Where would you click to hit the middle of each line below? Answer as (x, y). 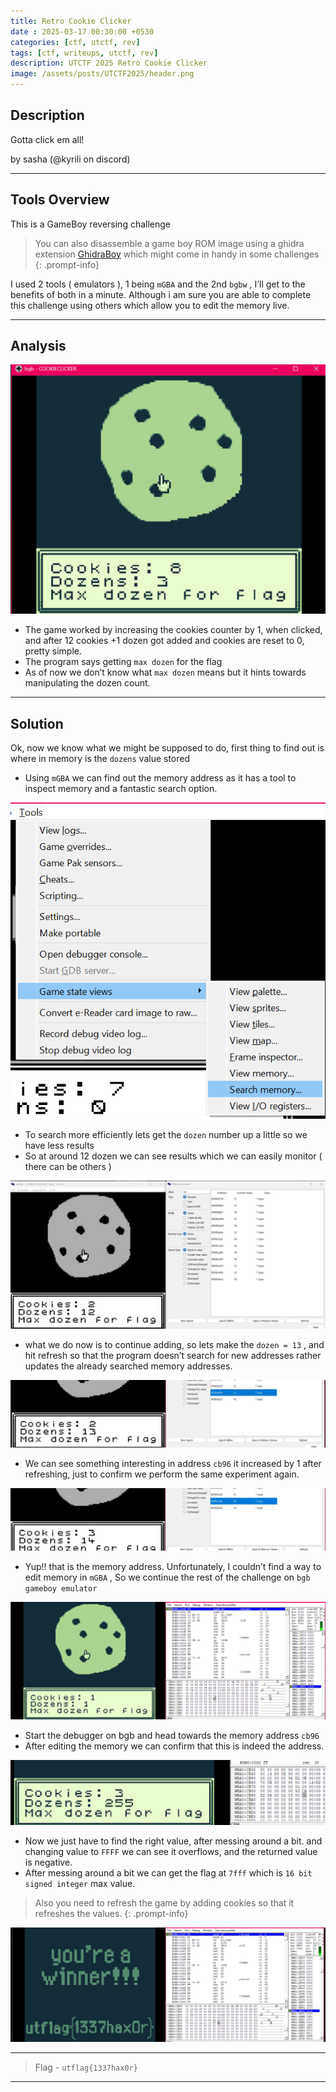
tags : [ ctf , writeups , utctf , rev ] (84, 53)
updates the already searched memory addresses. (128, 1366)
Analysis (38, 346)
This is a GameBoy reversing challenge (90, 224)
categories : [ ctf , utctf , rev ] (75, 42)
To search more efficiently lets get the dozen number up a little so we (166, 1134)
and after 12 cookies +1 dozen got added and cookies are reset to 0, (164, 641)
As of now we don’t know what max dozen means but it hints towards (165, 672)
